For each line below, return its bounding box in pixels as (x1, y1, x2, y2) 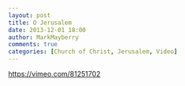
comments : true (8, 41, 58, 48)
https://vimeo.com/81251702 (8, 70, 101, 78)
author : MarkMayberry (8, 33, 80, 41)
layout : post (8, 11, 51, 20)
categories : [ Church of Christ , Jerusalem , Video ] (8, 48, 178, 56)
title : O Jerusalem (8, 19, 72, 27)
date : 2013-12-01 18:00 (8, 26, 87, 34)
